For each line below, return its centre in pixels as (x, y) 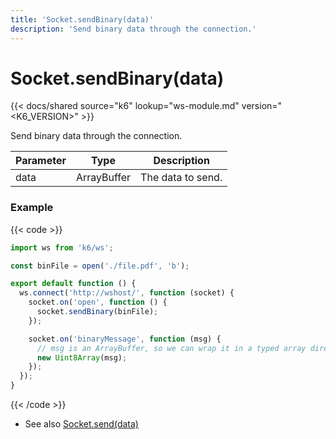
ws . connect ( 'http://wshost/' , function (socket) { (127, 293)
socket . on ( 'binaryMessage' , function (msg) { (125, 339)
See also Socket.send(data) (81, 424)
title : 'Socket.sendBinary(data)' (82, 19)
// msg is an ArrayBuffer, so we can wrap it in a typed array (171, 348)
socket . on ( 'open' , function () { (98, 302)
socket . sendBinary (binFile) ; (97, 312)
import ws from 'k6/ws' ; (62, 247)
